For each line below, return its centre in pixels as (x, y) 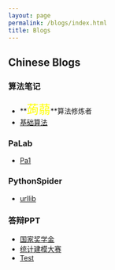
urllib (28, 198)
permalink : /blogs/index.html (58, 23)
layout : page (30, 15)
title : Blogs (30, 30)
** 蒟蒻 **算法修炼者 (56, 110)
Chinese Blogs (45, 62)
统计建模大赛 (40, 249)
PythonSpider (35, 181)
